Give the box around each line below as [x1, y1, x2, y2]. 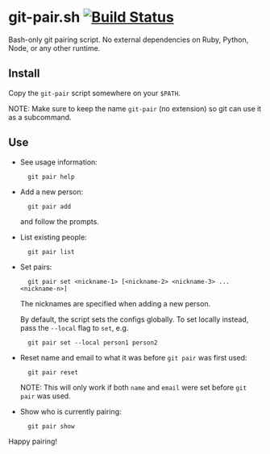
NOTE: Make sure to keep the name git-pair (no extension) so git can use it [8, 103, 262, 113]
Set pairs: [19, 262, 52, 272]
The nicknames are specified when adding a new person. [19, 298, 211, 308]
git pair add [27, 202, 72, 210]
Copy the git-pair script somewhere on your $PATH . [8, 88, 181, 98]
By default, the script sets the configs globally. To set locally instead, [19, 314, 249, 324]
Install [8, 67, 40, 81]
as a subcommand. [8, 112, 72, 122]
